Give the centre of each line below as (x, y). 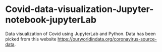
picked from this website (31, 39)
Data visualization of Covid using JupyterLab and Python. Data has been (80, 33)
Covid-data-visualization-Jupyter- (79, 9)
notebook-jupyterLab (51, 20)
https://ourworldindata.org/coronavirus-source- (107, 39)
